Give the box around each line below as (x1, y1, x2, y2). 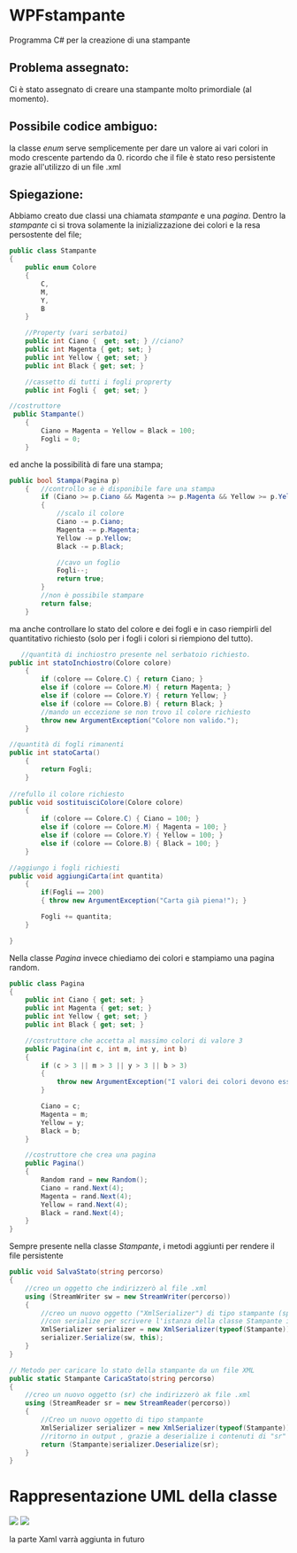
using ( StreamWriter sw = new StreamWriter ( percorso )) (25, 1292, 232, 1301)
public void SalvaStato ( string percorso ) (9, 1268, 164, 1276)
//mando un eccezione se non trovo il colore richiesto (41, 707, 251, 716)
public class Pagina (9, 979, 86, 988)
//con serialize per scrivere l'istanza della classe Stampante (41, 1317, 283, 1326)
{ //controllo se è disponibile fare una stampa (25, 484, 216, 493)
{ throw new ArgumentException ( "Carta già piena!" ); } (41, 896, 247, 905)
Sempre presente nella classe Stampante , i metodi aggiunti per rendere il (9, 1241, 276, 1252)
